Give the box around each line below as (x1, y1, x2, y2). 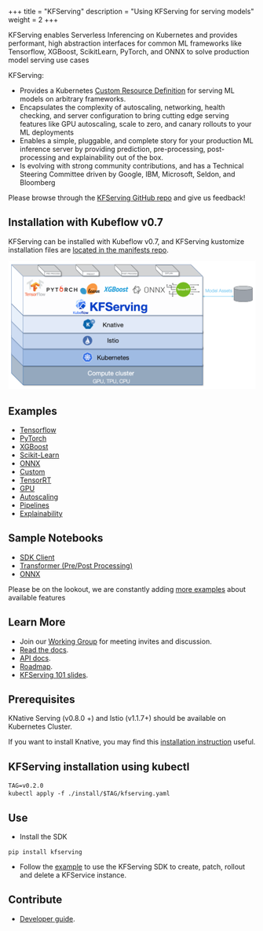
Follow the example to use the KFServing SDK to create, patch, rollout (19, 862, 246, 872)
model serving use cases (8, 55, 89, 65)
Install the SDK (19, 832, 68, 841)
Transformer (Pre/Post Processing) (19, 560, 133, 570)
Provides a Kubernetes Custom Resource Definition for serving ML (19, 86, 236, 95)
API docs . (19, 653, 51, 663)
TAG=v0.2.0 (8, 782, 44, 790)
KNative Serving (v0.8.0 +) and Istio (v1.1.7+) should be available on (8, 714, 226, 723)
